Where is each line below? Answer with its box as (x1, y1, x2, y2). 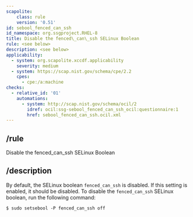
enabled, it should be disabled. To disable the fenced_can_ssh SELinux (6, 188, 174, 195)
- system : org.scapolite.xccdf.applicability (11, 57, 124, 63)
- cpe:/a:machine (21, 80, 64, 85)
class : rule (16, 14, 45, 20)
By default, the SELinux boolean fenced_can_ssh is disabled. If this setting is (6, 181, 188, 188)
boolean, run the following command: (6, 194, 96, 201)
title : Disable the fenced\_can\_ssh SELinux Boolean (6, 36, 140, 42)
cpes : (16, 74, 30, 80)
